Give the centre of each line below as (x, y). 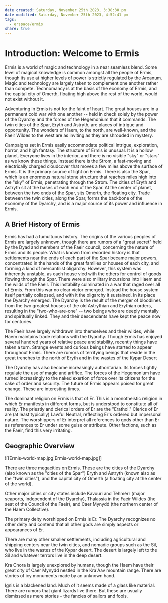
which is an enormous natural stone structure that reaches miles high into (81, 177)
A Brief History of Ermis (43, 224)
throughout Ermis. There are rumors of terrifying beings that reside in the (80, 352)
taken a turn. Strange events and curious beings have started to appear (79, 347)
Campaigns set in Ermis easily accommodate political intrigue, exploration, (82, 145)
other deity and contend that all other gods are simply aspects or (72, 524)
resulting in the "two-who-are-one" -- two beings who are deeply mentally (82, 311)
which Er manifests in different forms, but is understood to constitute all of (82, 404)
